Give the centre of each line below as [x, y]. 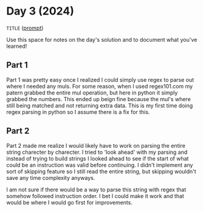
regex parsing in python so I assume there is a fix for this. [78, 112]
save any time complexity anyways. [51, 177]
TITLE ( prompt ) [25, 28]
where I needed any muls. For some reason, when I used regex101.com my [100, 86]
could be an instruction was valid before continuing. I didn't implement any [100, 165]
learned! [17, 46]
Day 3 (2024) [40, 11]
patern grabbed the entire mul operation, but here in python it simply [92, 93]
